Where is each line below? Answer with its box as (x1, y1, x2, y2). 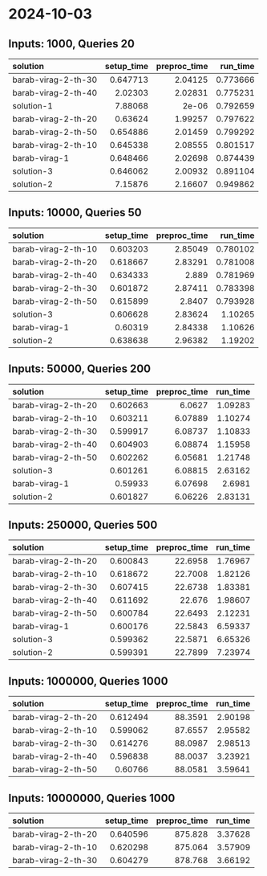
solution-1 (12, 100, 54, 111)
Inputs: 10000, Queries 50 (8, 206, 142, 219)
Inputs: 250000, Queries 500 (8, 518, 158, 532)
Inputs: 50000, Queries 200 (8, 362, 152, 376)
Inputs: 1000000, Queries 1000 (8, 674, 168, 688)
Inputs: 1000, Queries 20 (8, 37, 135, 51)
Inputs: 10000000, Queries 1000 (8, 791, 176, 804)
